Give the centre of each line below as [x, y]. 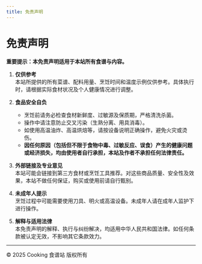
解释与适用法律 [33, 221]
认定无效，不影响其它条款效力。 [65, 236]
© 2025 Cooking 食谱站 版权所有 [47, 254]
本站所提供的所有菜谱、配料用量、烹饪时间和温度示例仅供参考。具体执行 [104, 81]
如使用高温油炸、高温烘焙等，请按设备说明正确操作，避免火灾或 [103, 130]
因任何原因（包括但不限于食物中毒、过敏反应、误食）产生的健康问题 [108, 145]
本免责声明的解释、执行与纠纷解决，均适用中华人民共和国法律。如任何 [102, 228]
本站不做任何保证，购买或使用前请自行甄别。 [81, 180]
